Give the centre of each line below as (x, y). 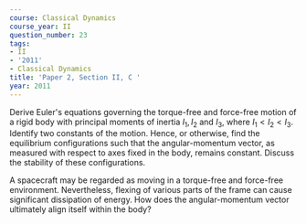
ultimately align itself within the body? (81, 209)
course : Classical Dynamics (63, 18)
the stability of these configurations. (78, 163)
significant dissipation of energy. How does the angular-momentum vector (149, 200)
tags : (20, 43)
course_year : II (40, 27)
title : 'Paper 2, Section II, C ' (75, 78)
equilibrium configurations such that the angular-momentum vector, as (142, 144)
